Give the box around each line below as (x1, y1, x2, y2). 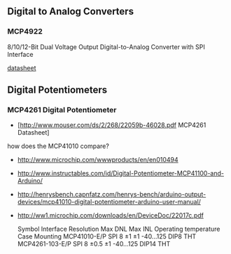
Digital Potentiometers (7, 84, 108, 96)
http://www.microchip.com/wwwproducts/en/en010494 (17, 156, 178, 164)
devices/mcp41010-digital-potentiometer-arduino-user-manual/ (17, 198, 202, 206)
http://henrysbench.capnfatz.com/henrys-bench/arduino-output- (17, 190, 206, 199)
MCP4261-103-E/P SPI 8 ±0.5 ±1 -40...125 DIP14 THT (17, 240, 171, 248)
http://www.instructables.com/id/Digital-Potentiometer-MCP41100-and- (17, 169, 224, 178)
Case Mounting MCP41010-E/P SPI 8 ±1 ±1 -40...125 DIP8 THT (17, 232, 197, 241)
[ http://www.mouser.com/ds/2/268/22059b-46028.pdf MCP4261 (17, 121, 206, 129)
